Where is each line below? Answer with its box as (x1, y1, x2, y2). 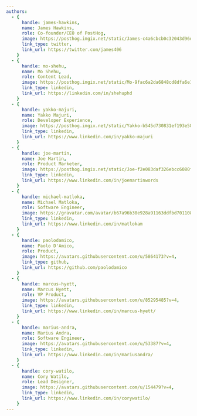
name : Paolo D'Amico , (21, 243, 75, 249)
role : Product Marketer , (21, 161, 83, 167)
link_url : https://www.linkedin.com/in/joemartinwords (21, 178, 159, 183)
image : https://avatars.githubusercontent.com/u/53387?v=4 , (21, 341, 172, 347)
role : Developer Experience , (21, 118, 93, 124)
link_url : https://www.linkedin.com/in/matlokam (21, 221, 143, 227)
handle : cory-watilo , (21, 368, 75, 374)
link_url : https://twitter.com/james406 (21, 47, 122, 53)
